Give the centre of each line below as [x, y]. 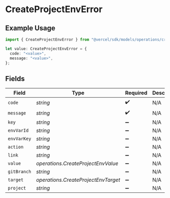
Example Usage [30, 28]
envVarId [18, 131]
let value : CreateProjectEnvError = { [46, 49]
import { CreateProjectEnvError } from [47, 39]
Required [136, 93]
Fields [15, 79]
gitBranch [19, 172]
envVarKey [19, 139]
